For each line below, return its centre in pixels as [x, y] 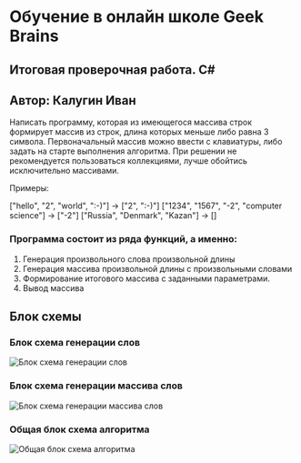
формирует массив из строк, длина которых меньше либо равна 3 [139, 132]
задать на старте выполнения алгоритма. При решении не [123, 151]
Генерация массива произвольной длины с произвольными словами [157, 268]
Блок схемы [45, 317]
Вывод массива [53, 287]
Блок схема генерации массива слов [96, 386]
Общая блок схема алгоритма [80, 429]
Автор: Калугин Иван [73, 101]
